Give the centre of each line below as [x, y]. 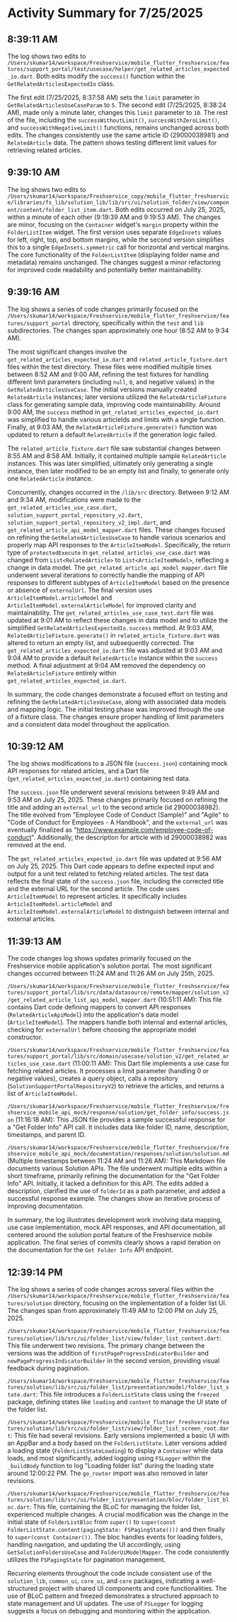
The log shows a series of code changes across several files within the [111, 1290]
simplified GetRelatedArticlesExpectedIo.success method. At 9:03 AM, [110, 627]
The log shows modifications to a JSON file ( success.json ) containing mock [117, 764]
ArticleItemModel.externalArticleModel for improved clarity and [102, 605]
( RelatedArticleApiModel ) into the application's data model [93, 1014]
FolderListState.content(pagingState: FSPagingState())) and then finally [116, 1530]
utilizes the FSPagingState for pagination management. [87, 1560]
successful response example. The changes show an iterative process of [114, 1199]
